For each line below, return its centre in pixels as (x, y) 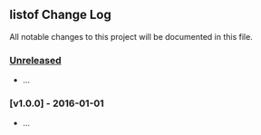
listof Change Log (60, 15)
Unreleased (35, 60)
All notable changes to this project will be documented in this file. (131, 36)
